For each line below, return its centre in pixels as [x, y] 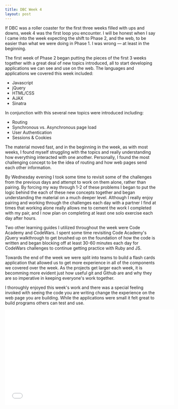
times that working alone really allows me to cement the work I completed [78, 208]
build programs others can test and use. [45, 303]
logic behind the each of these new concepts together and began [70, 192]
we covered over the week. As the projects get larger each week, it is [74, 267]
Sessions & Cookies [32, 137]
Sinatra [19, 103]
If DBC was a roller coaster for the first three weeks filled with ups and [75, 28]
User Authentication [32, 132]
